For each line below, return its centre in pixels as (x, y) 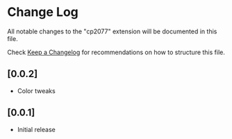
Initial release (36, 129)
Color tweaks (36, 90)
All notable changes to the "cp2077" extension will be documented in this (112, 31)
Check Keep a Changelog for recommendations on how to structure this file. (116, 52)
